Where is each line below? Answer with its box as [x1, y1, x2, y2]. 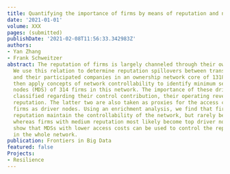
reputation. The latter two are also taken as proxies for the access [13, 99, 219, 106]
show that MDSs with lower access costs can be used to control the [13, 125, 213, 132]
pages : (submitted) [7, 29, 63, 36]
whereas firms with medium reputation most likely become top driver [13, 118, 216, 125]
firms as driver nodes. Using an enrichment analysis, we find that [13, 105, 213, 112]
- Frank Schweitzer [7, 55, 63, 62]
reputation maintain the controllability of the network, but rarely [13, 112, 216, 119]
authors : [7, 42, 32, 49]
